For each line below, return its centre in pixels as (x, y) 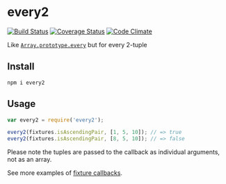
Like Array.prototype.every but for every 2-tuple (77, 44)
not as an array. (30, 160)
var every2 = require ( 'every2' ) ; (56, 120)
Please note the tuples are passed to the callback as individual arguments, (114, 152)
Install (21, 67)
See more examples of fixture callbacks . (65, 173)
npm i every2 (26, 83)
